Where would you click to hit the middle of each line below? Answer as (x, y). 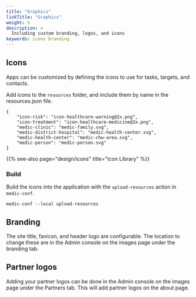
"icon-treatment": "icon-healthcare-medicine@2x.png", (85, 122)
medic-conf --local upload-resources (52, 204)
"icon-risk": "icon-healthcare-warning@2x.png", (77, 117)
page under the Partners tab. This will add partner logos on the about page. (98, 288)
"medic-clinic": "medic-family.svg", (63, 127)
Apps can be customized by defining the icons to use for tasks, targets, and (98, 77)
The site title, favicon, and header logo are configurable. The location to (93, 236)
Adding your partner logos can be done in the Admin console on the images (98, 281)
